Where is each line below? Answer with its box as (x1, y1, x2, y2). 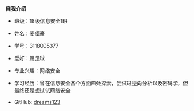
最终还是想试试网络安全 (13, 87, 71, 93)
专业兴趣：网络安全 (13, 67, 61, 74)
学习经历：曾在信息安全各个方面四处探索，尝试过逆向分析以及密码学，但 (13, 79, 188, 86)
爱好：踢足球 (13, 55, 45, 61)
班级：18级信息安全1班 (13, 18, 68, 25)
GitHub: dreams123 (13, 99, 61, 105)
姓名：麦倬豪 (13, 30, 45, 37)
